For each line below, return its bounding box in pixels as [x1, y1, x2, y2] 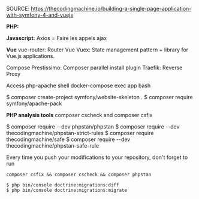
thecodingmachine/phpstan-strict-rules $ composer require [6, 130, 154, 136]
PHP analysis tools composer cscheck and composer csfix [6, 112, 153, 118]
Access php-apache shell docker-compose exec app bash [6, 82, 151, 89]
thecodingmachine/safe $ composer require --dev [6, 136, 131, 143]
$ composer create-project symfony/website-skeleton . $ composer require [6, 94, 193, 100]
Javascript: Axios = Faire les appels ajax [6, 35, 107, 41]
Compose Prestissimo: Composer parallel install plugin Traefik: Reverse [6, 64, 183, 71]
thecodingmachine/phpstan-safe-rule [6, 142, 99, 149]
